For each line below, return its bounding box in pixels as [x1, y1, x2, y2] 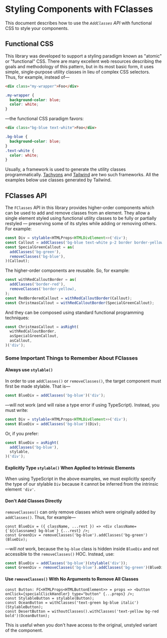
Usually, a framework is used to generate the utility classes [5, 166, 126, 172]
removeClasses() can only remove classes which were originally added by [5, 509, 156, 515]
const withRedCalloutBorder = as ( [5, 277, 77, 282]
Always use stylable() [5, 367, 53, 373]
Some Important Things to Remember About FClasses [5, 355, 138, 362]
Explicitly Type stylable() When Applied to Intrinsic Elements [5, 465, 135, 471]
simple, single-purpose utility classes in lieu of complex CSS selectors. [5, 69, 150, 75]
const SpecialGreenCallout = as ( [5, 245, 75, 250]
